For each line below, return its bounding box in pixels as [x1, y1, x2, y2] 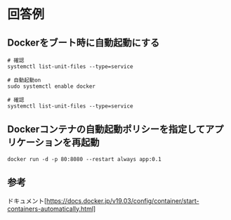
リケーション [7, 136, 63, 148]
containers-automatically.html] [7, 205, 96, 213]
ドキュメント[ [7, 196, 47, 205]
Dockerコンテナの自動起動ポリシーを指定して [7, 124, 206, 136]
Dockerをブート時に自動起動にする [7, 37, 160, 48]
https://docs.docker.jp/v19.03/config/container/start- [46, 196, 199, 205]
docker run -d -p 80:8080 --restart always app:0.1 [7, 155, 161, 162]
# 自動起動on [7, 77, 41, 84]
